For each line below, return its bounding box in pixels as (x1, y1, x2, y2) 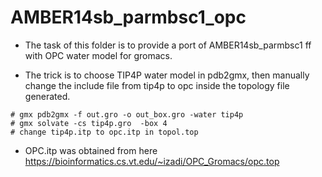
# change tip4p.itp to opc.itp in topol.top (10, 127, 199, 137)
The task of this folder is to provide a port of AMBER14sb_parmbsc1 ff (24, 39, 312, 51)
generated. (24, 90, 71, 102)
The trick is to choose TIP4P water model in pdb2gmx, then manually (24, 69, 310, 81)
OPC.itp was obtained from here (24, 144, 158, 156)
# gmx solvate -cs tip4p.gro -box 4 (10, 118, 168, 128)
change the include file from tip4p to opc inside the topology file (24, 79, 290, 91)
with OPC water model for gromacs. (24, 49, 173, 61)
